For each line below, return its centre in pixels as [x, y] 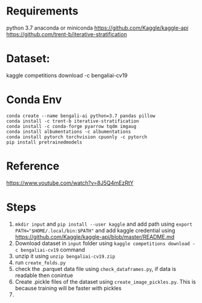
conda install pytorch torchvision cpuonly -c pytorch [77, 137]
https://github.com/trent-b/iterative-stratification [67, 34]
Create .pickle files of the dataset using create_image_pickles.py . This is [106, 281]
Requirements [42, 11]
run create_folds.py [40, 262]
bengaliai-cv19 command [53, 249]
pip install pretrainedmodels [44, 142]
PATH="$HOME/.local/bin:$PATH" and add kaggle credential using [95, 230]
